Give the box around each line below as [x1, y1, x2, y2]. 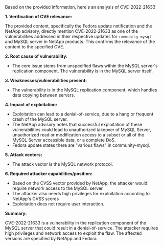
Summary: [5, 210, 27, 216]
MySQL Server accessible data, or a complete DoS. [12, 137, 116, 143]
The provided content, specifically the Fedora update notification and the [5, 23, 153, 29]
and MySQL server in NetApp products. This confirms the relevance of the [5, 39, 155, 45]
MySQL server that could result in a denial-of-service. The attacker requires [5, 225, 158, 231]
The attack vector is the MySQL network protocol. [12, 161, 113, 167]
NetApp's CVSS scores [12, 196, 59, 201]
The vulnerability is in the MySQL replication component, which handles [12, 87, 158, 92]
